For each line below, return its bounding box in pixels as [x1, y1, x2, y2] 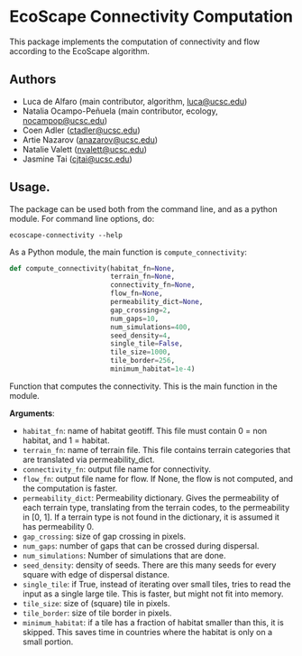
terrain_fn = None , [109, 273, 176, 282]
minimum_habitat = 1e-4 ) [109, 365, 196, 374]
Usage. [9, 180, 51, 195]
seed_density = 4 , [109, 331, 171, 340]
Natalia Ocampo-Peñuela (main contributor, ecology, [22, 106, 218, 116]
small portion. [22, 636, 74, 647]
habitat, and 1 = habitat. [22, 435, 110, 446]
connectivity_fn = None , [109, 281, 196, 290]
